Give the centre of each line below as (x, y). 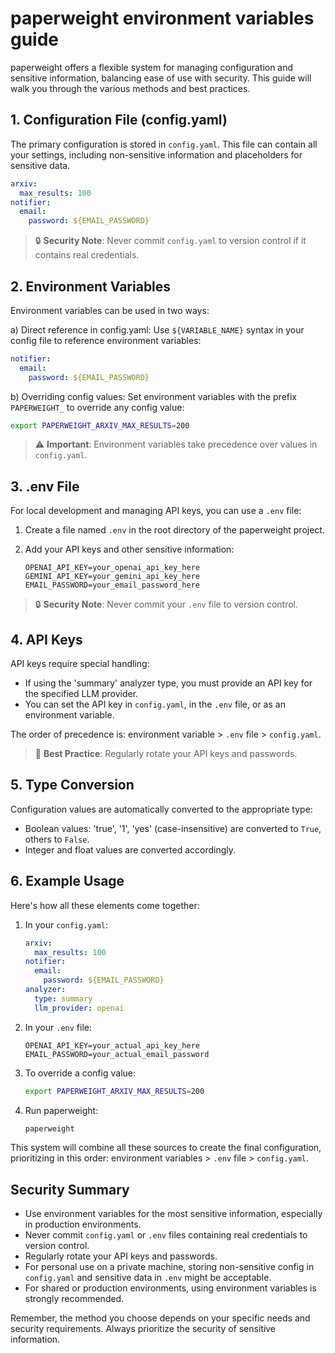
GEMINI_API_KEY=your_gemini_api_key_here (112, 577)
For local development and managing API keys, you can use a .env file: (156, 511)
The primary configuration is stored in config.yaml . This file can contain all (164, 144)
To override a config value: (80, 1073)
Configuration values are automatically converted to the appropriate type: (161, 809)
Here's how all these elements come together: (105, 905)
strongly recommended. (74, 1299)
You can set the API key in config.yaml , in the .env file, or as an (155, 704)
